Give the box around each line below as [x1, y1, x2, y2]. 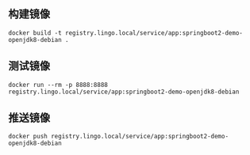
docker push [8, 133, 48, 141]
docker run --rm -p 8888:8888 [8, 81, 109, 89]
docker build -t [8, 28, 62, 37]
